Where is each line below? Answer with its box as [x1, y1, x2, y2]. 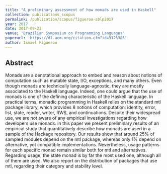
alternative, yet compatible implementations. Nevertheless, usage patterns [5, 141, 160, 147]
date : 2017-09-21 [5, 26, 42, 31]
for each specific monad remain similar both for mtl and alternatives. [5, 147, 147, 153]
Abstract [5, 59, 34, 67]
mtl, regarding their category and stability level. [5, 163, 103, 169]
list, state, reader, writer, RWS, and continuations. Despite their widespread [5, 109, 161, 116]
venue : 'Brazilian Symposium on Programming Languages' [5, 31, 125, 36]
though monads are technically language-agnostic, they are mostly [5, 82, 144, 89]
